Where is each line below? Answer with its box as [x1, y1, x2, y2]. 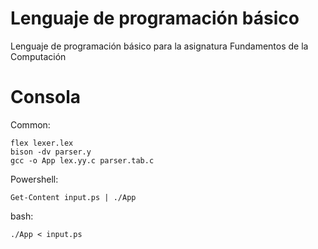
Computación [10, 50, 67, 62]
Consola [10, 86, 82, 109]
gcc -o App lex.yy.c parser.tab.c [10, 155, 155, 166]
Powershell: [10, 173, 59, 185]
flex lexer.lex [10, 138, 74, 148]
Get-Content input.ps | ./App [10, 192, 137, 202]
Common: [10, 118, 51, 131]
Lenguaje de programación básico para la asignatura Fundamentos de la [10, 40, 309, 52]
